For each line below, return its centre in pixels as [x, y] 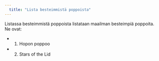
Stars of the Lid [35, 54]
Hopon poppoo [35, 44]
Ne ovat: [13, 29]
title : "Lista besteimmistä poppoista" [50, 10]
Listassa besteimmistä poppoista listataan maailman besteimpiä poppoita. [79, 24]
